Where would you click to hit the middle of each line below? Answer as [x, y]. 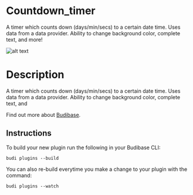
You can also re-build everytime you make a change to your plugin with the [97, 169]
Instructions [29, 133]
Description [35, 75]
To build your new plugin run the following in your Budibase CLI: [83, 147]
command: [19, 175]
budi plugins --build [33, 158]
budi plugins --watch [33, 186]
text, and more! [24, 39]
